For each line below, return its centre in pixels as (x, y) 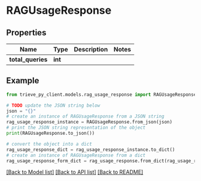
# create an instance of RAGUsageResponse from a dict (76, 155)
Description (91, 49)
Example (23, 81)
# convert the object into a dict (49, 144)
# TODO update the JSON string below (53, 105)
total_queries (28, 59)
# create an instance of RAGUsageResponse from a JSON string (85, 117)
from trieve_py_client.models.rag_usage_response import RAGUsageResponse (101, 94)
